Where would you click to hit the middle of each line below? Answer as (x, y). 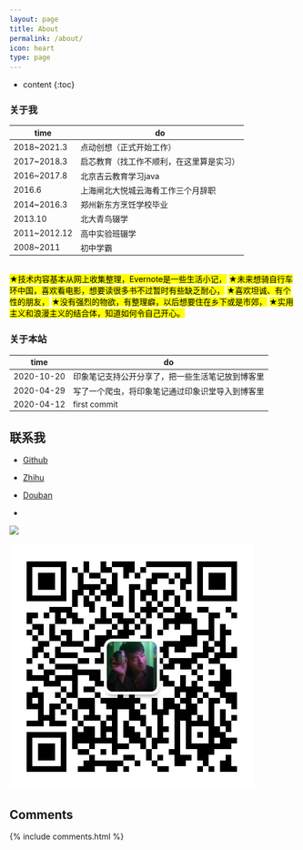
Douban (37, 495)
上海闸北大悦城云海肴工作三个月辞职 (148, 190)
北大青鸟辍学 (105, 219)
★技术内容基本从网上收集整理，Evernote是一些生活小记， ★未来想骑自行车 (151, 279)
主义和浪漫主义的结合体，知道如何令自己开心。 (97, 313)
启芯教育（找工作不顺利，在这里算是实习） (160, 162)
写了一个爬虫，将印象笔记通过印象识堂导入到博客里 (168, 390)
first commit (95, 404)
